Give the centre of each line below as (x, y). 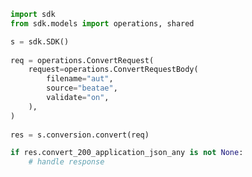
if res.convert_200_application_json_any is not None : (127, 153)
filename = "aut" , (80, 79)
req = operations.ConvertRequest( (82, 60)
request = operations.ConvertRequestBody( (113, 70)
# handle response (66, 162)
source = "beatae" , (82, 88)
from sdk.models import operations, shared (102, 23)
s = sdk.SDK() (40, 41)
